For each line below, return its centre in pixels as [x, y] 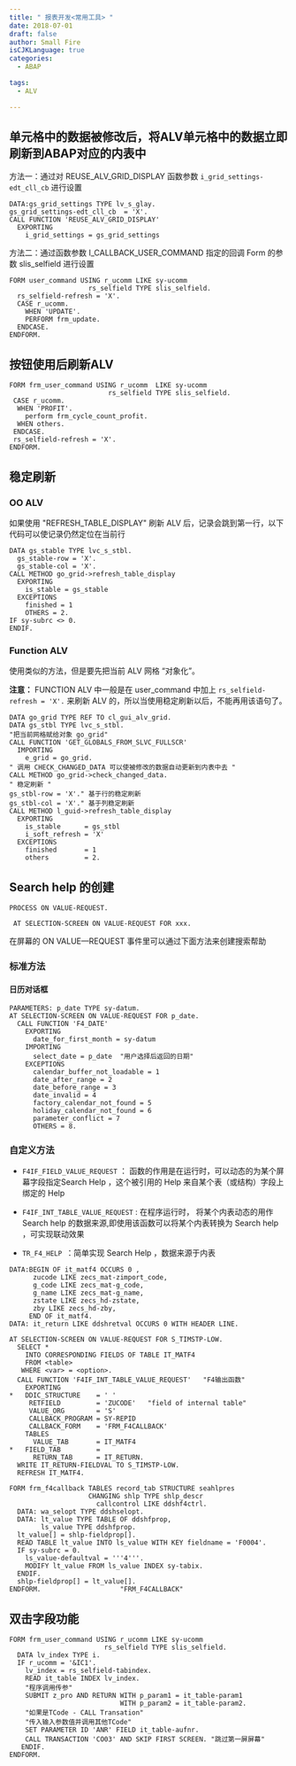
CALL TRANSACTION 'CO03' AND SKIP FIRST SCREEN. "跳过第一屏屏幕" [145, 1739]
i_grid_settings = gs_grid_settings [93, 236]
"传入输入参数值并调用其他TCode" [79, 1723]
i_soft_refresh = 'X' [65, 835]
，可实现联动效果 [53, 1234]
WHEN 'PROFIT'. [45, 408]
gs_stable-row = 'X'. [57, 558]
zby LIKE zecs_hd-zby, [74, 1309]
